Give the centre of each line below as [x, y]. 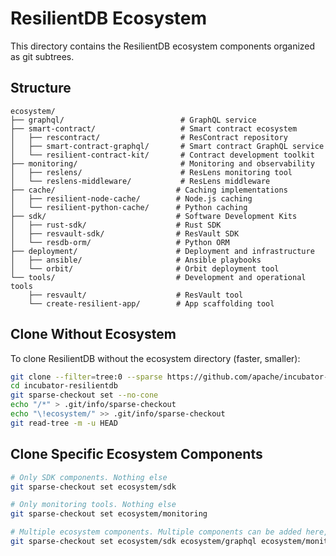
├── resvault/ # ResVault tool [136, 295]
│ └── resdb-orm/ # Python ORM [120, 242]
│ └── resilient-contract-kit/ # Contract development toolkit [162, 155]
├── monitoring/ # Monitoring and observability [162, 163]
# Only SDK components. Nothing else [89, 477]
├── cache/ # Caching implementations [149, 190]
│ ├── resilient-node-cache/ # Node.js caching [131, 198]
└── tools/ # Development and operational [158, 277]
